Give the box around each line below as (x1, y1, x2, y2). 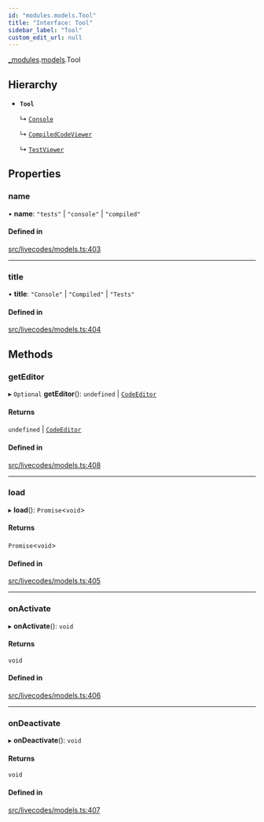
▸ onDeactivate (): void (8, 735, 82, 745)
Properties (8, 167, 61, 181)
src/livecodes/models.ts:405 (8, 576, 101, 586)
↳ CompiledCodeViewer (19, 129, 93, 139)
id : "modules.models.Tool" (8, 11, 97, 20)
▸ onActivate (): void (8, 621, 74, 631)
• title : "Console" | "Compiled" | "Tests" (8, 289, 135, 299)
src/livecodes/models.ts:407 (8, 805, 101, 815)
